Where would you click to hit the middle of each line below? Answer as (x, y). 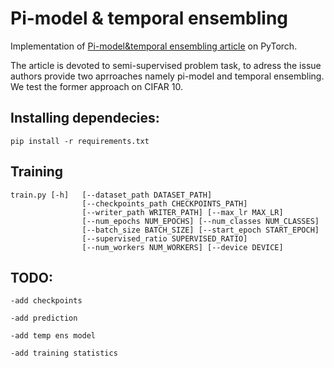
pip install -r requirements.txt (80, 141)
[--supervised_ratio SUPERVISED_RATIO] (164, 238)
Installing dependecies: (85, 118)
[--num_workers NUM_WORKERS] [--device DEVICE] (182, 247)
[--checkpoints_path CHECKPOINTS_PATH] (164, 203)
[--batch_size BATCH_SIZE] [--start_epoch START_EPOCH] (200, 230)
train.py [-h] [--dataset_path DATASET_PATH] (111, 195)
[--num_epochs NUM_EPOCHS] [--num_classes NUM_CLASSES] (200, 221)
